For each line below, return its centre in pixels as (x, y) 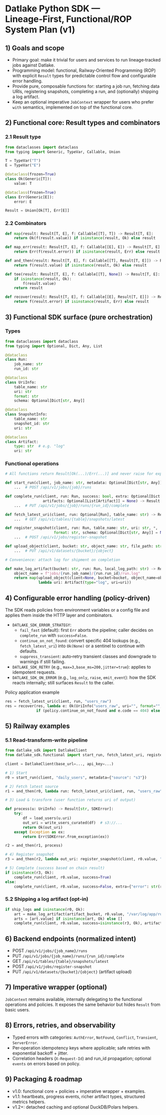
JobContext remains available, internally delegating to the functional (74, 999)
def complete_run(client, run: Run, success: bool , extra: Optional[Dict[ (84, 497)
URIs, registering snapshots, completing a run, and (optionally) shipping (85, 91)
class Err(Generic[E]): (30, 197)
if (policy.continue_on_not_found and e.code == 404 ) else (98, 711)
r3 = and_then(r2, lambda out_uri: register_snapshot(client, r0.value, (82, 859)
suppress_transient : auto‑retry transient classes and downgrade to (88, 657)
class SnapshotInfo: (26, 414)
